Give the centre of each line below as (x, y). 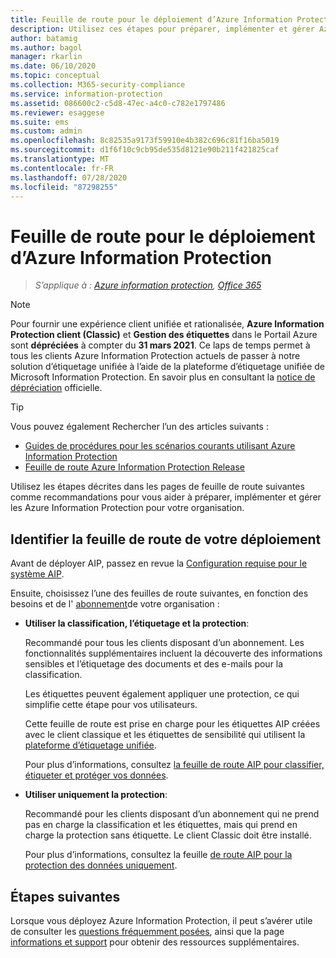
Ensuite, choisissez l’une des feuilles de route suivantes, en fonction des (159, 593)
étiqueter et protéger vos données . (96, 775)
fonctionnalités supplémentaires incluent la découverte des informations (173, 653)
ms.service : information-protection (86, 94)
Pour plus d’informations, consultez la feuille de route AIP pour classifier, (174, 765)
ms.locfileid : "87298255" (64, 187)
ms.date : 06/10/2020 (53, 66)
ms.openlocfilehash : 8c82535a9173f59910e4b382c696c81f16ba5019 (145, 141)
